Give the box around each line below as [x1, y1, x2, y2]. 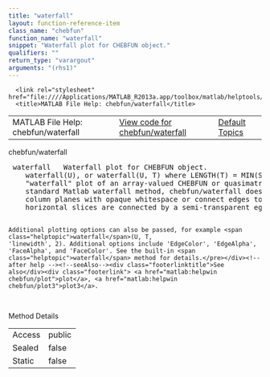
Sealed [12, 342, 39, 353]
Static [12, 355, 35, 366]
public [47, 329, 72, 340]
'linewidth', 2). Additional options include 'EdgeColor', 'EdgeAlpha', [8, 240, 257, 248]
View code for [119, 116, 173, 128]
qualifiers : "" [8, 49, 59, 57]
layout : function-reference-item [8, 19, 121, 27]
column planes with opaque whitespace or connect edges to [25, 194, 263, 204]
